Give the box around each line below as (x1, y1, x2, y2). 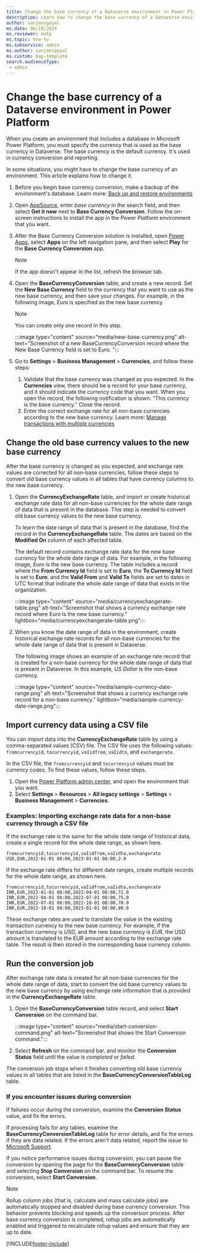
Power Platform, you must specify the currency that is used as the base (6, 142, 182, 149)
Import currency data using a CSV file (6, 719, 149, 730)
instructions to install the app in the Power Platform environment (33, 215, 190, 222)
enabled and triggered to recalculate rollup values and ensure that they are (6, 1223, 189, 1230)
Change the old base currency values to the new (6, 437, 189, 448)
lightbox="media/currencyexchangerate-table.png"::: (14, 617, 145, 624)
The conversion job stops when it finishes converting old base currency (6, 1065, 182, 1073)
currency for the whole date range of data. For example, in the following (14, 554, 192, 562)
